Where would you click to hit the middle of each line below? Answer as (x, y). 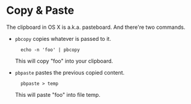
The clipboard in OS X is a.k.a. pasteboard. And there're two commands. (96, 27)
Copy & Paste (40, 11)
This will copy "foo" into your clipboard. (64, 61)
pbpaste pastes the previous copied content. (70, 72)
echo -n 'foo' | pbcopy (50, 50)
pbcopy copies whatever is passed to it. (63, 38)
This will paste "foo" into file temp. (58, 94)
